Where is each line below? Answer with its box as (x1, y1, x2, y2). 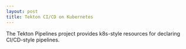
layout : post (6, 8, 38, 15)
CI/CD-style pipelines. (6, 36, 60, 43)
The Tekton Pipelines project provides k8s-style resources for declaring (6, 30, 181, 37)
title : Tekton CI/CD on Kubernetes (6, 14, 94, 20)
